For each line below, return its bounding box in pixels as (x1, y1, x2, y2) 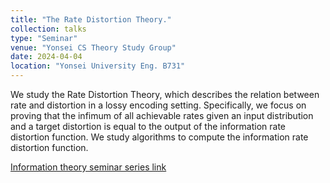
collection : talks (10, 24, 87, 34)
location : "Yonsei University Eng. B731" (10, 61, 186, 71)
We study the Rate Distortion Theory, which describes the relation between (10, 89, 320, 100)
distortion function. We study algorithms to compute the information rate (10, 131, 309, 143)
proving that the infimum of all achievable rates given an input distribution (10, 110, 314, 121)
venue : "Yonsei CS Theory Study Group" (10, 42, 177, 53)
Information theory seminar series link (10, 161, 167, 173)
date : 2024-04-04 (10, 52, 83, 62)
